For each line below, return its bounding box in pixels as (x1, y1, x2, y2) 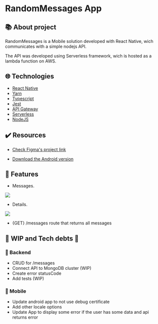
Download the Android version (12, 156, 74, 162)
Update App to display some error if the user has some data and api (12, 309, 149, 315)
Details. (12, 202, 28, 207)
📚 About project (5, 23, 56, 31)
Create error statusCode (12, 270, 62, 276)
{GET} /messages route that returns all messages (12, 220, 112, 226)
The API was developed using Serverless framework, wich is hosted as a (5, 53, 152, 59)
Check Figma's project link (12, 146, 66, 152)
